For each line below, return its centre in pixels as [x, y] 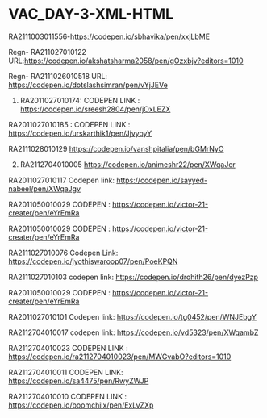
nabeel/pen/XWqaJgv [45, 188]
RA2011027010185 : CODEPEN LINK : [69, 124]
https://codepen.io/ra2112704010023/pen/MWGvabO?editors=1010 [120, 357]
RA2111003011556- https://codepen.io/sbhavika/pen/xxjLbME [109, 36]
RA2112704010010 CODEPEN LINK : [68, 396]
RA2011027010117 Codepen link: [62, 180]
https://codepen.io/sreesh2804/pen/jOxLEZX [95, 109]
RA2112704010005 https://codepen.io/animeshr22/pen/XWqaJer [127, 164]
